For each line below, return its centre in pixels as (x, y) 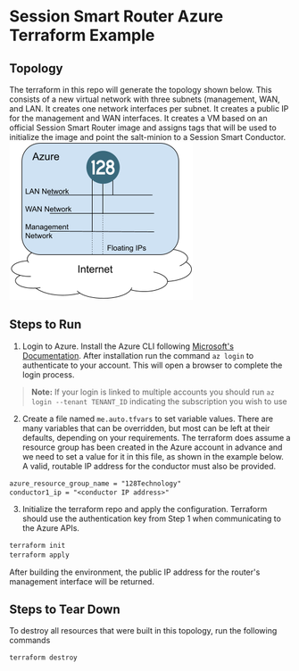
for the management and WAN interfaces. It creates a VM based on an (138, 118)
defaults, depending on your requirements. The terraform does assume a (156, 437)
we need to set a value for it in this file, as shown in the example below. (153, 456)
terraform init (37, 545)
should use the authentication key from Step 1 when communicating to (151, 518)
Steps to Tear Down (65, 609)
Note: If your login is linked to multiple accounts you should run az (153, 392)
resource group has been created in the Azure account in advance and (152, 447)
